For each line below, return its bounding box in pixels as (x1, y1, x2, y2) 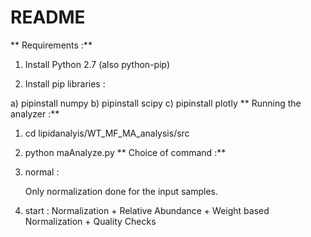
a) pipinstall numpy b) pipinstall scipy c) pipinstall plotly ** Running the (10, 97, 302, 109)
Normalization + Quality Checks (24, 215, 157, 227)
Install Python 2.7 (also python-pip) (24, 58, 171, 70)
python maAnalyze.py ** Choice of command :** (24, 146, 227, 158)
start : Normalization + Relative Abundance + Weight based (24, 204, 270, 216)
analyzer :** (10, 107, 60, 120)
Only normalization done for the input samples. (24, 185, 219, 197)
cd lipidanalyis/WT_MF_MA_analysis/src (24, 127, 190, 139)
